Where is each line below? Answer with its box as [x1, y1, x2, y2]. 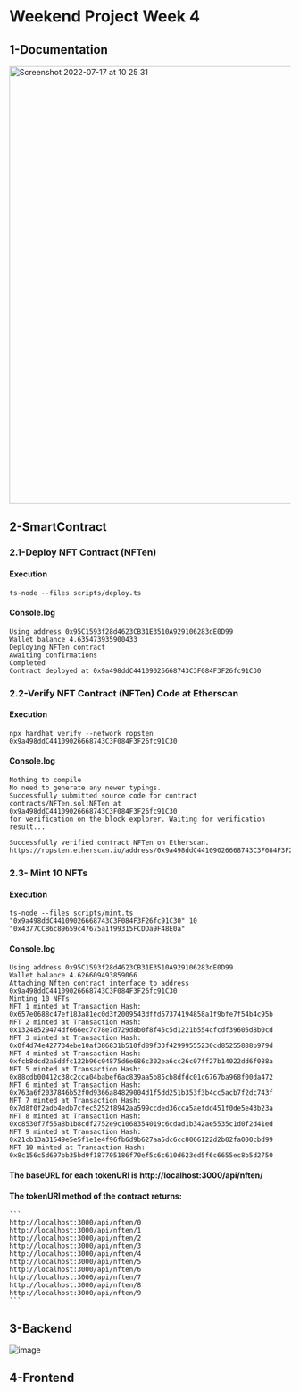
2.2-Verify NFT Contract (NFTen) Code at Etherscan [9, 687, 239, 699]
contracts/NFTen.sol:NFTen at [9, 799, 122, 808]
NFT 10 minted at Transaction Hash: [9, 1143, 146, 1152]
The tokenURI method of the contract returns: [9, 1190, 183, 1201]
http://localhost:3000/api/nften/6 [9, 1265, 142, 1275]
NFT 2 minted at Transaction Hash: [9, 1018, 142, 1027]
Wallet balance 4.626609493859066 [9, 971, 138, 980]
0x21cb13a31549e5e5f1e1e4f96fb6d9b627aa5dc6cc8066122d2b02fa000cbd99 [9, 1135, 274, 1145]
